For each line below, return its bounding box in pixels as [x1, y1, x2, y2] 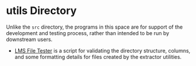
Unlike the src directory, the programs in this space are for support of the [6, 23, 183, 30]
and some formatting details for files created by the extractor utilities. [14, 53, 182, 60]
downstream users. [6, 36, 53, 43]
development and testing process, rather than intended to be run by [6, 29, 170, 36]
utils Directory [6, 4, 77, 18]
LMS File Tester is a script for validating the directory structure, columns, [14, 47, 191, 54]
